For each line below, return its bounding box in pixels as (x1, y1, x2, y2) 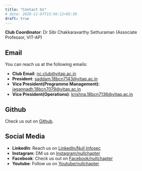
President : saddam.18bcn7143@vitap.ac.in (12, 76, 98, 82)
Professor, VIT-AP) (5, 34, 42, 40)
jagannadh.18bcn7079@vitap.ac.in (12, 86, 81, 92)
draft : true (5, 16, 29, 21)
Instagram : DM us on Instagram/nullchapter (12, 150, 101, 156)
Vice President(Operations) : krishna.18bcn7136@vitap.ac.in (12, 92, 133, 97)
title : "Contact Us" (5, 7, 47, 12)
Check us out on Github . (5, 118, 54, 124)
